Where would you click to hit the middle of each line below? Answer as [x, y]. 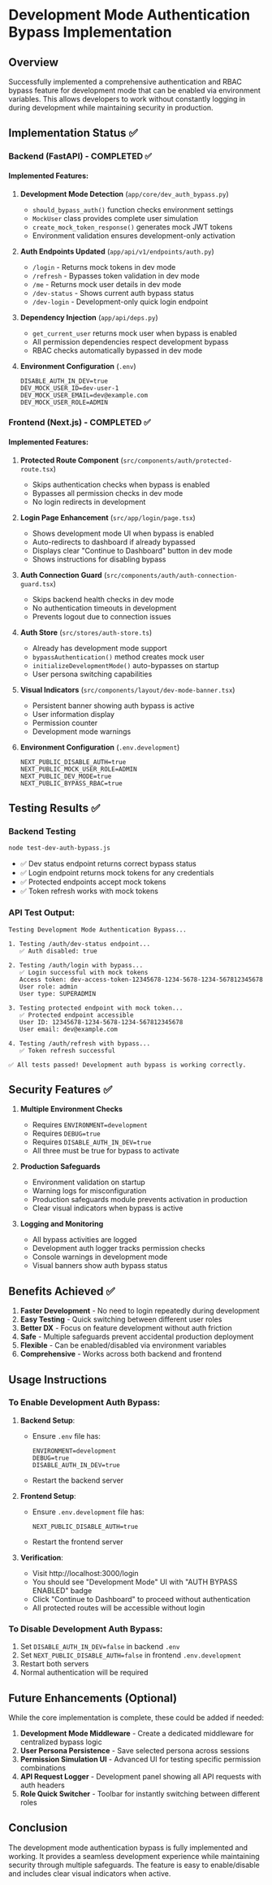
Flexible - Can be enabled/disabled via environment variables [123, 1345]
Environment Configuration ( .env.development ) [100, 747]
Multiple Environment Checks [71, 1109]
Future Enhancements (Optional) [93, 1698]
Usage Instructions [58, 1379]
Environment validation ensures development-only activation [134, 235]
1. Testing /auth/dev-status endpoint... [80, 944]
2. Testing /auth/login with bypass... [76, 965]
